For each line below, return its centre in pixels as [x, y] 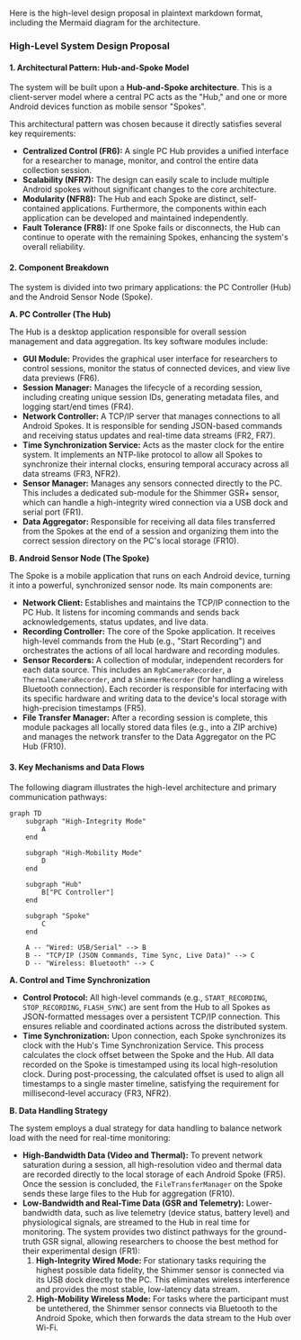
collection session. [57, 170]
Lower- [259, 1203]
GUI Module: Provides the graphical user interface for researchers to [150, 359]
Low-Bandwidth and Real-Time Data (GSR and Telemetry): [133, 1203]
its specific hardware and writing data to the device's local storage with [155, 698]
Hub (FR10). [44, 746]
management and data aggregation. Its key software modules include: [139, 342]
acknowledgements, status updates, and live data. [115, 622]
